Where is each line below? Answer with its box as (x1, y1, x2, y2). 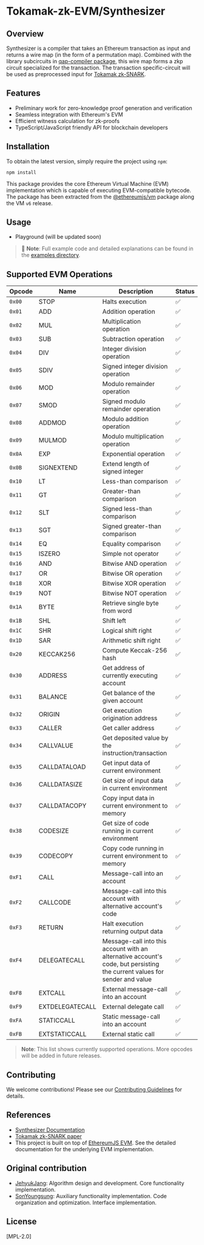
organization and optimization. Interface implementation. (15, 1199, 157, 1206)
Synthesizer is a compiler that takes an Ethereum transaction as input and (6, 44, 191, 52)
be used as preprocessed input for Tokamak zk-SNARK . (6, 71, 146, 77)
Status (175, 287, 195, 296)
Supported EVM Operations (6, 269, 113, 280)
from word (102, 607, 132, 615)
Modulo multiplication (102, 432, 164, 441)
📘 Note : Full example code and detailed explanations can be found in (21, 245, 194, 252)
